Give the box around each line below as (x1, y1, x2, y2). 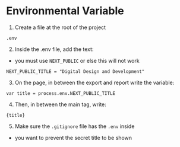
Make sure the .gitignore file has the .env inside (14, 123, 135, 130)
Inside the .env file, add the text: (14, 46, 94, 53)
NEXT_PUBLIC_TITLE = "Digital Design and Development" (6, 68, 145, 75)
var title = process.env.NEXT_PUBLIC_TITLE (6, 90, 116, 96)
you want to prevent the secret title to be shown (14, 134, 132, 141)
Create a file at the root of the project (14, 24, 106, 31)
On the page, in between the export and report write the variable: (14, 79, 175, 86)
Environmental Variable (6, 4, 124, 18)
